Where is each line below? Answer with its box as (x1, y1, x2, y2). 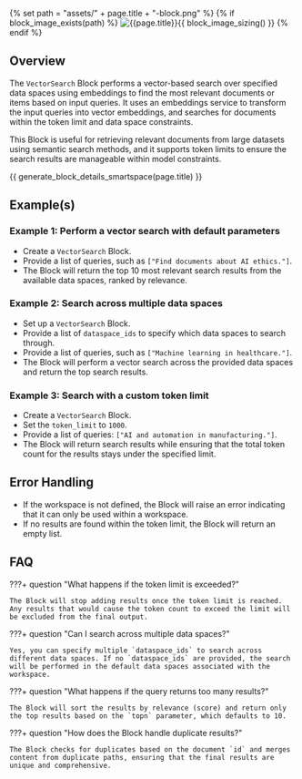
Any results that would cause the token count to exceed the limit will (9, 604, 291, 613)
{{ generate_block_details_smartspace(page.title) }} (9, 170, 203, 181)
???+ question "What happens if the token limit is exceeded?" (9, 579, 239, 589)
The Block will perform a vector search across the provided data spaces (22, 356, 294, 367)
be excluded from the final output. (9, 612, 148, 621)
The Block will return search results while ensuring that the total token (22, 439, 285, 450)
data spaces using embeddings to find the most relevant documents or (9, 87, 276, 98)
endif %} (9, 27, 43, 37)
